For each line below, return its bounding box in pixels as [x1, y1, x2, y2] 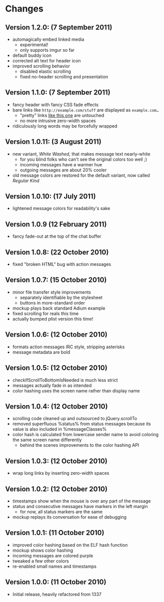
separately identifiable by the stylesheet [19, 294, 102, 300]
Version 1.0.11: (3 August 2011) [5, 138, 101, 146]
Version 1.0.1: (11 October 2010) [5, 529, 104, 537]
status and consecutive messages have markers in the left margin [12, 503, 148, 509]
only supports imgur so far [19, 47, 75, 53]
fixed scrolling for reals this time [12, 310, 79, 317]
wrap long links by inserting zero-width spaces [12, 470, 109, 476]
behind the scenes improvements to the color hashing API [19, 442, 139, 448]
